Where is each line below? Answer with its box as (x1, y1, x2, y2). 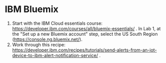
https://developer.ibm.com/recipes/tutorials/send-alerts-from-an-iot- (12, 47, 157, 53)
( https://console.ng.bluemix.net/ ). (12, 36, 83, 42)
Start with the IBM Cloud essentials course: (12, 20, 103, 26)
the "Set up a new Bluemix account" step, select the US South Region (12, 31, 158, 37)
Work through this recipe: (12, 41, 65, 47)
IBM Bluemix (5, 4, 59, 15)
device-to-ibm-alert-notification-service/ (12, 52, 98, 58)
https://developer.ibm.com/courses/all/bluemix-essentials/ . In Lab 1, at (12, 25, 161, 31)
